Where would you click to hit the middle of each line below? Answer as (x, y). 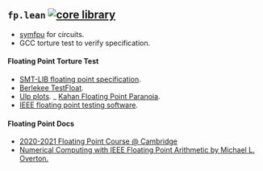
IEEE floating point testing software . (79, 105)
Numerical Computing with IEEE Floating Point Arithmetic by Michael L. (137, 150)
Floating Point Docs (41, 123)
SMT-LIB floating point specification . (80, 79)
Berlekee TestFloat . (51, 88)
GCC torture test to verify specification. (85, 43)
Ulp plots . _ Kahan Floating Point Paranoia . (90, 97)
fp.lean (27, 15)
